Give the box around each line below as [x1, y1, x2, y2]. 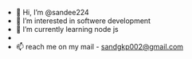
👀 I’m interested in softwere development [15, 16, 151, 26]
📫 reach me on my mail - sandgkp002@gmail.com [15, 42, 184, 51]
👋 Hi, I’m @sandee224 [15, 8, 89, 17]
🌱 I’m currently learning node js [15, 25, 119, 33]
